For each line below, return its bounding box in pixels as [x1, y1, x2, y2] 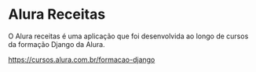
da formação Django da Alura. [8, 39, 105, 49]
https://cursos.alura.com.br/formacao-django [8, 55, 155, 64]
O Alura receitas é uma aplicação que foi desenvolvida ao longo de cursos [8, 31, 249, 41]
